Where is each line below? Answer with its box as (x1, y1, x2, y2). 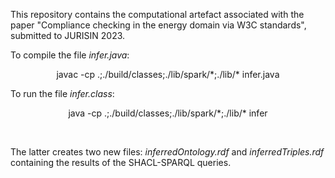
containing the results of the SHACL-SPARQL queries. (10, 157, 232, 168)
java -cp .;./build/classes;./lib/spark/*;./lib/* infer (68, 107, 268, 119)
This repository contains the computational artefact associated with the (10, 9, 305, 20)
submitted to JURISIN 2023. (10, 30, 126, 41)
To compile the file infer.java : (10, 49, 130, 61)
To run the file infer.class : (10, 88, 115, 99)
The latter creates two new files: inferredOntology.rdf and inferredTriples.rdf (10, 146, 325, 158)
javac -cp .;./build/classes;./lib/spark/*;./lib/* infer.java (56, 69, 280, 80)
